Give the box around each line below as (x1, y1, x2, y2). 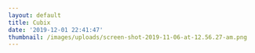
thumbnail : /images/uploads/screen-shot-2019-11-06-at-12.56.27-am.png (8, 33, 247, 41)
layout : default (8, 11, 61, 19)
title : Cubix (8, 19, 51, 26)
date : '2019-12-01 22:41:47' (8, 26, 104, 34)
